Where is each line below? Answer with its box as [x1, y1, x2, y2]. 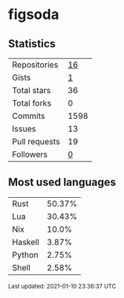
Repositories [12, 59, 59, 70]
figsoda [8, 6, 60, 24]
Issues [12, 124, 37, 134]
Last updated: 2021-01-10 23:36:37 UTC [8, 282, 116, 290]
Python [12, 249, 39, 260]
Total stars [12, 85, 51, 95]
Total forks [12, 98, 52, 108]
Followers [12, 149, 49, 159]
